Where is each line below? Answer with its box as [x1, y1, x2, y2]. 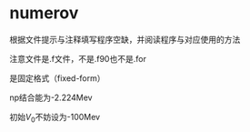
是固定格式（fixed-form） [9, 72, 105, 84]
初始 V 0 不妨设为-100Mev [9, 111, 101, 125]
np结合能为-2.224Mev [9, 92, 93, 103]
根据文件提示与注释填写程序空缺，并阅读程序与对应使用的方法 [9, 34, 241, 45]
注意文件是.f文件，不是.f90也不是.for [9, 53, 147, 64]
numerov [9, 3, 79, 24]
